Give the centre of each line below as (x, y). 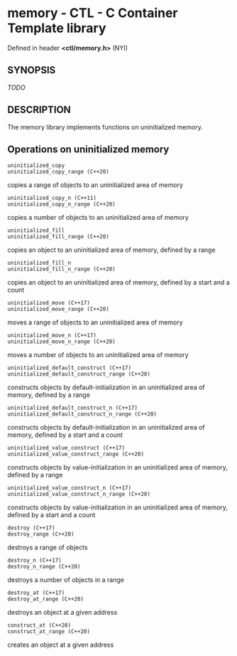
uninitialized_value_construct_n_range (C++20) (79, 494)
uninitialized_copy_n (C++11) (52, 198)
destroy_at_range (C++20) (45, 599)
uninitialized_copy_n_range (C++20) (61, 204)
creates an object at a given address (61, 645)
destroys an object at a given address (62, 613)
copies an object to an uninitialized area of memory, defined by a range (111, 250)
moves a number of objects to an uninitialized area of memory (98, 355)
